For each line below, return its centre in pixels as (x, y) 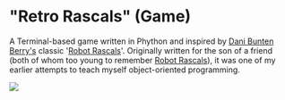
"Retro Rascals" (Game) (100, 17)
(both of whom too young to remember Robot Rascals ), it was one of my (142, 60)
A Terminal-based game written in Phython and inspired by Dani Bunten (142, 41)
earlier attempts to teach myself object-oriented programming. (125, 70)
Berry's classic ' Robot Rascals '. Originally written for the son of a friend (141, 50)
